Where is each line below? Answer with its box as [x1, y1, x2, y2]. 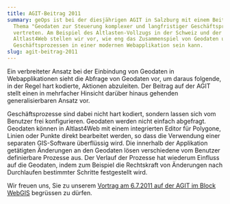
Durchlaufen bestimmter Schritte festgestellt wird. [7, 168, 148, 176]
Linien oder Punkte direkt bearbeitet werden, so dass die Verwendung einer [7, 131, 220, 139]
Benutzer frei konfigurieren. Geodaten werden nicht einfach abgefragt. [7, 117, 207, 125]
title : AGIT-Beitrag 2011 [7, 10, 81, 17]
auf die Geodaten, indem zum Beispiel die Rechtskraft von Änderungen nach [7, 161, 223, 169]
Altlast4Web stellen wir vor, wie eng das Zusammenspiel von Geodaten [13, 36, 219, 43]
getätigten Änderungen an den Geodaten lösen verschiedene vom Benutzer [7, 146, 220, 155]
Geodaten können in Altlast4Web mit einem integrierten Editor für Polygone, [7, 124, 221, 133]
